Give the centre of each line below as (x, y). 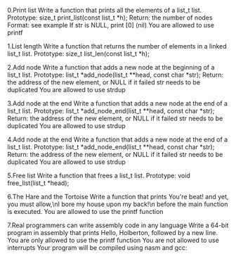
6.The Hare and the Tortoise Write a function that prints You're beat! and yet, (118, 197)
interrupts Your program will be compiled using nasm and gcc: (97, 248)
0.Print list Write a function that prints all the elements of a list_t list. (105, 10)
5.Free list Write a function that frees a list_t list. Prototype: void (99, 176)
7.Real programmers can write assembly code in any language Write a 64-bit (118, 225)
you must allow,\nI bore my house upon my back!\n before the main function (118, 204)
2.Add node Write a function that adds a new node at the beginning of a (111, 67)
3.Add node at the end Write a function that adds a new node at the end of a (118, 103)
